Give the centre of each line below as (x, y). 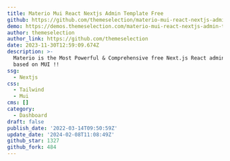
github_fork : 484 (32, 147)
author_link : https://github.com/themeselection (78, 39)
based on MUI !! (36, 64)
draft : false (26, 122)
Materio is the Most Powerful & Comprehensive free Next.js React (110, 58)
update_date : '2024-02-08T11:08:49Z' (61, 134)
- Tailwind (29, 90)
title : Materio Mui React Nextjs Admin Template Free (86, 13)
